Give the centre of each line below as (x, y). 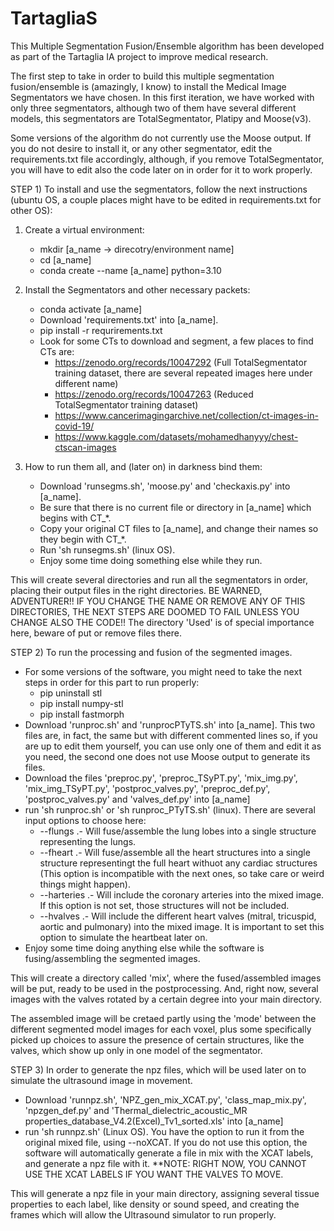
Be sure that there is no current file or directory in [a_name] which (175, 507)
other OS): (31, 210)
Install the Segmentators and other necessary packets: (137, 289)
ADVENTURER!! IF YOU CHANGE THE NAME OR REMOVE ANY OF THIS (158, 601)
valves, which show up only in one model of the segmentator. (136, 1050)
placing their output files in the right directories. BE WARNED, (136, 590)
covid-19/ (74, 426)
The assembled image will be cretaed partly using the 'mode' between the (163, 1018)
